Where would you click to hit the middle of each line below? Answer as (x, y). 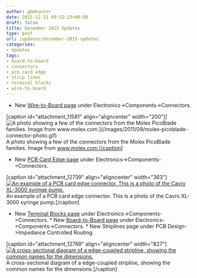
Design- (177, 226)
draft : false (22, 22)
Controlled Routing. (70, 232)
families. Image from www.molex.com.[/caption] (65, 148)
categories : (21, 45)
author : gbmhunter (29, 12)
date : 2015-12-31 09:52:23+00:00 (47, 17)
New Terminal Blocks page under (55, 214)
